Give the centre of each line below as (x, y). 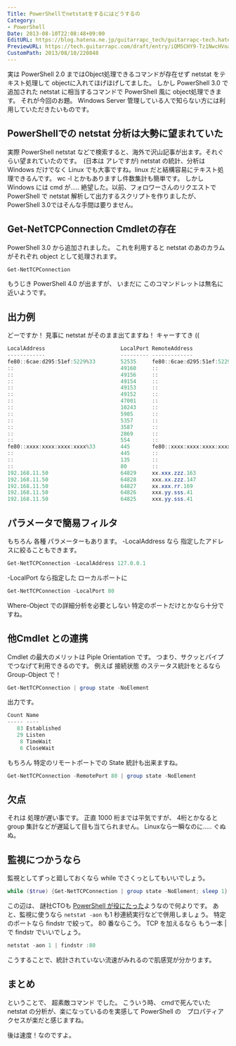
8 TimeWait (36, 741)
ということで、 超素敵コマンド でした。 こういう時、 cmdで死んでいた (109, 1002)
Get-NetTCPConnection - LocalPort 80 (61, 591)
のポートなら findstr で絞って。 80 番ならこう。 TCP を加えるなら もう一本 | (117, 923)
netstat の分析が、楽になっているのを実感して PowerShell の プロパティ (112, 1011)
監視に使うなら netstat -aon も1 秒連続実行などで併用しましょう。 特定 (123, 915)
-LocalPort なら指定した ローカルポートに (67, 578)
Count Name (23, 716)
